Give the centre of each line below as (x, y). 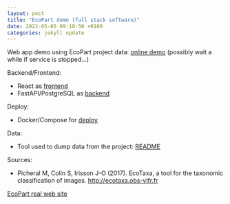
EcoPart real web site (37, 194)
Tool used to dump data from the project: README (88, 147)
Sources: (20, 160)
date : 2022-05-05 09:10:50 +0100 (55, 26)
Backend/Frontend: (34, 73)
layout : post (26, 13)
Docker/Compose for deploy (57, 120)
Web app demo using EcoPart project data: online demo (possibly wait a (109, 52)
